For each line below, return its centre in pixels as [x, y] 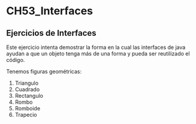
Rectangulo [29, 96]
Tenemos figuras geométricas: [44, 72]
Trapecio [26, 115]
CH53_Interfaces [49, 11]
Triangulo [27, 83]
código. [16, 60]
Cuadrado [27, 89]
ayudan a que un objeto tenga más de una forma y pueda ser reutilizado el [98, 54]
